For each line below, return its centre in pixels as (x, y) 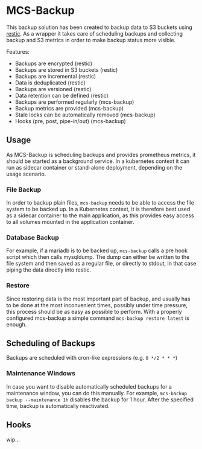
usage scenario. (26, 174)
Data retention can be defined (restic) (62, 95)
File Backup (24, 189)
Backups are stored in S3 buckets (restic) (66, 69)
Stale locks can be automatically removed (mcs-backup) (85, 115)
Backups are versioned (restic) (53, 89)
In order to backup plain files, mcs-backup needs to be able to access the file (100, 203)
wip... (13, 439)
